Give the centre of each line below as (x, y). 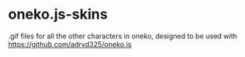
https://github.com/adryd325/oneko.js (70, 44)
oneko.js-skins (58, 14)
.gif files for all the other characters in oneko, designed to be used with (123, 36)
